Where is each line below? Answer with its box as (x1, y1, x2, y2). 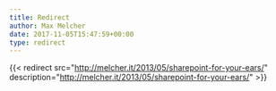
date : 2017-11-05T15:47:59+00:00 (9, 29, 134, 38)
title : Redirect (9, 12, 70, 22)
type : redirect (9, 37, 66, 47)
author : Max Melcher (9, 21, 87, 30)
